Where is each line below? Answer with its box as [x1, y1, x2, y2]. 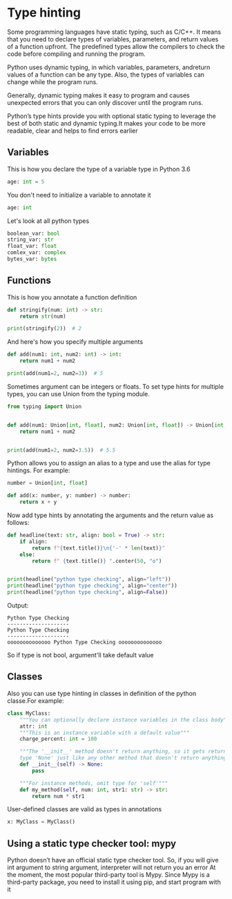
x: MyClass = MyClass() [7, 818, 76, 826]
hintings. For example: [7, 466, 70, 474]
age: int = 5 [7, 178, 45, 185]
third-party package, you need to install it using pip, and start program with [7, 878, 221, 887]
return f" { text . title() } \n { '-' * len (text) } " [32, 544, 166, 552]
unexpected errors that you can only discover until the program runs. [7, 98, 204, 106]
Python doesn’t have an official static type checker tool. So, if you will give [7, 856, 219, 864]
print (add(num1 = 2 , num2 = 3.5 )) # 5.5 [7, 447, 116, 454]
